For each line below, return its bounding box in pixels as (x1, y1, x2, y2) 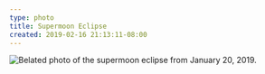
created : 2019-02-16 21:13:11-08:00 (9, 30, 147, 39)
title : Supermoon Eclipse (9, 22, 107, 31)
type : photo (9, 13, 54, 23)
